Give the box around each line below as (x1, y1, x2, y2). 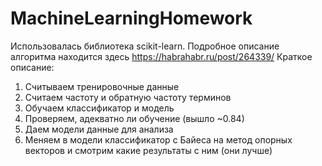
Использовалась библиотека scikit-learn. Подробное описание (10, 40, 280, 52)
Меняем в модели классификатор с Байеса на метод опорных (24, 133, 293, 146)
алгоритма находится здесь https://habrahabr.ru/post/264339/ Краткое (10, 50, 313, 62)
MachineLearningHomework (10, 7, 253, 30)
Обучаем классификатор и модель (24, 102, 175, 114)
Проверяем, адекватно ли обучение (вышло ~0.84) (24, 112, 245, 124)
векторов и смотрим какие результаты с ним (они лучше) (24, 144, 273, 156)
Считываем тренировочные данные (24, 80, 180, 92)
